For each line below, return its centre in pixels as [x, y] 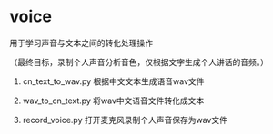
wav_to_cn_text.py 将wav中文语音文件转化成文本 [113, 100]
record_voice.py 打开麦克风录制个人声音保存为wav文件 [125, 120]
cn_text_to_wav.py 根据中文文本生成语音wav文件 [113, 81]
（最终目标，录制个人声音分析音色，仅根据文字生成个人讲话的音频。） [139, 62]
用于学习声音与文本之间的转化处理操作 [81, 43]
